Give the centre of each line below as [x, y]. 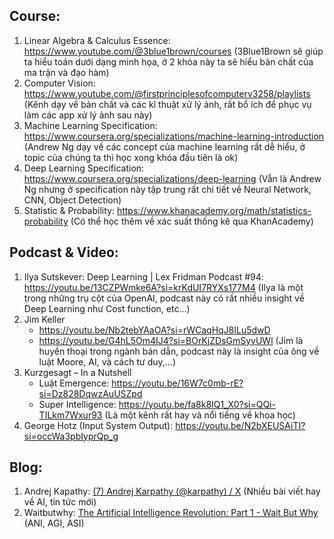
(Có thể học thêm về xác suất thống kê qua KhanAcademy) [192, 221]
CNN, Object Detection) [72, 200]
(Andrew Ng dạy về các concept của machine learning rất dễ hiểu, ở [164, 146]
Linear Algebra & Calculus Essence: [97, 40]
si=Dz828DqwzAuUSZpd [90, 393]
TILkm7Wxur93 [70, 415]
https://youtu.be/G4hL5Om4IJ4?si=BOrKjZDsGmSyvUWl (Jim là [171, 340]
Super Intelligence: [77, 404]
